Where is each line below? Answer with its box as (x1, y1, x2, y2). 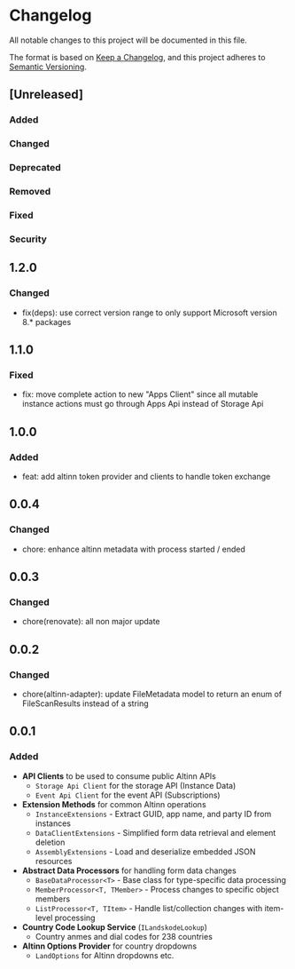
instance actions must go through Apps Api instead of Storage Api (21, 399, 264, 409)
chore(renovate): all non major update (21, 616, 161, 627)
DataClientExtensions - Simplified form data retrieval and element (35, 827, 276, 838)
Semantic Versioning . (9, 61, 87, 72)
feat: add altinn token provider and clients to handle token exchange (21, 471, 271, 481)
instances (35, 818, 71, 829)
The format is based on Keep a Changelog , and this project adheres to (9, 52, 266, 62)
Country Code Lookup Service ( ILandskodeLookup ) (21, 921, 208, 933)
